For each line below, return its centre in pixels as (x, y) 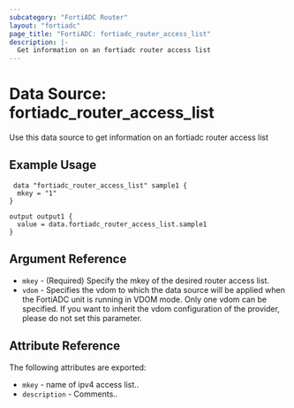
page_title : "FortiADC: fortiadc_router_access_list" (110, 34)
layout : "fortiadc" (45, 26)
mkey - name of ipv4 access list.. (80, 384)
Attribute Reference (65, 346)
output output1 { (41, 216)
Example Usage (53, 165)
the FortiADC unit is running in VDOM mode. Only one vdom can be (144, 299)
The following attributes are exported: (78, 367)
